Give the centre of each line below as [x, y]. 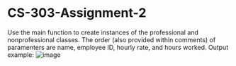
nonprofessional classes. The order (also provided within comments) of [112, 39]
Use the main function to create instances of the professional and [103, 32]
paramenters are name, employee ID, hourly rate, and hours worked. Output [118, 47]
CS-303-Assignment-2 [77, 13]
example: [21, 55]
